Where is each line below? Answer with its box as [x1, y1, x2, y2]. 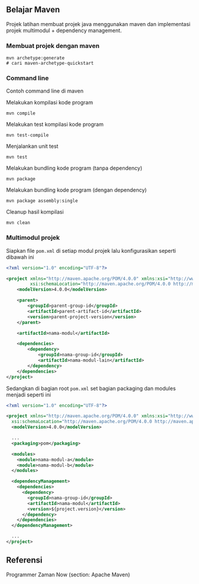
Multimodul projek [6, 234, 60, 242]
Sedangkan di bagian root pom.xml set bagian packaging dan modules [6, 385, 176, 392]
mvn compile [6, 110, 36, 116]
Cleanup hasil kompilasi [6, 208, 64, 215]
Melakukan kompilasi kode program [6, 99, 94, 106]
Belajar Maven [6, 5, 60, 15]
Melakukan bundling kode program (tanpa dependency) [6, 164, 143, 172]
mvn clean [6, 220, 31, 226]
